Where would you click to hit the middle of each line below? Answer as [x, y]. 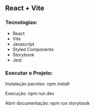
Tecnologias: [21, 22]
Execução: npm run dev [30, 93]
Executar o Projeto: [29, 73]
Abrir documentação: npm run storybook [47, 103]
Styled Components [33, 49]
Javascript [23, 44]
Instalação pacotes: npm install [37, 83]
